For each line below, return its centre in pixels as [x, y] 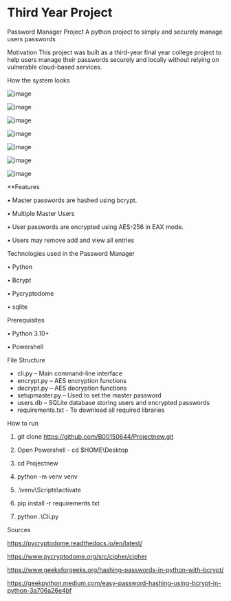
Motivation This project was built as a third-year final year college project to [114, 52]
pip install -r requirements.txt [58, 503]
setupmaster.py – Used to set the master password [89, 395]
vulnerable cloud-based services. [55, 67]
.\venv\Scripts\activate [49, 490]
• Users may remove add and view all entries [71, 240]
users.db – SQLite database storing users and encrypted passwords [113, 402]
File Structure [26, 360]
